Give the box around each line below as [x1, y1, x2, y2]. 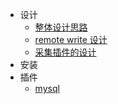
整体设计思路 [34, 21, 88, 33]
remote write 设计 [34, 34, 108, 45]
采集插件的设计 [34, 46, 97, 58]
